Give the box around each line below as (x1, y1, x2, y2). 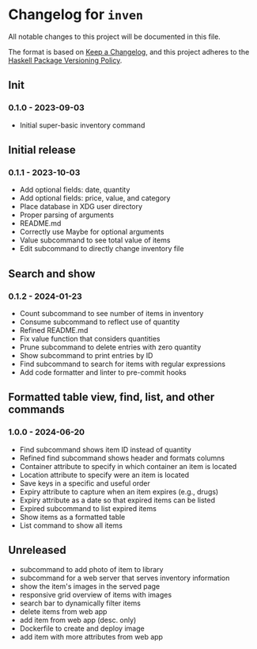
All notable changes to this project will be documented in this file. (8, 32, 221, 41)
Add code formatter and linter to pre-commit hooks (19, 368, 187, 377)
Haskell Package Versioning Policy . (8, 55, 123, 65)
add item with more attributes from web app (19, 632, 164, 641)
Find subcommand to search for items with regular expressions (19, 359, 226, 368)
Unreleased (8, 544, 67, 557)
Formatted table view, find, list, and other (8, 391, 215, 404)
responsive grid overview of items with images (19, 590, 172, 599)
